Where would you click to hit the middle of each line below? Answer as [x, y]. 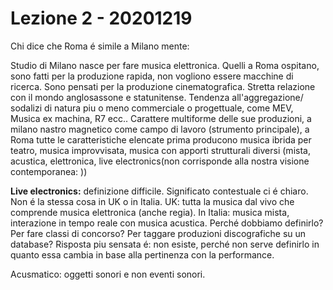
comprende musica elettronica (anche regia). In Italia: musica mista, [150, 212]
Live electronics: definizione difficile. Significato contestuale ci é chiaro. [159, 191]
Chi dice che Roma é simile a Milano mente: [100, 46]
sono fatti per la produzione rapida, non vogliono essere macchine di [152, 76]
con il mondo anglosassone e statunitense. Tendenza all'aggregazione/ [157, 97]
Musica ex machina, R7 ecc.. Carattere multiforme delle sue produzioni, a [161, 118]
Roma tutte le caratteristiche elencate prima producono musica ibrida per [161, 139]
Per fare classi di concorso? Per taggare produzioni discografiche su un [158, 233]
